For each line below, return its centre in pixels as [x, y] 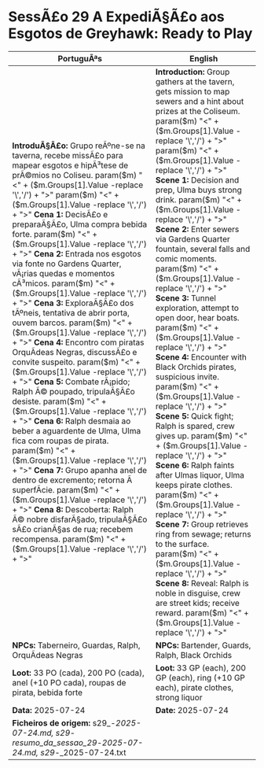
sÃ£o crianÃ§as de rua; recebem [73, 529]
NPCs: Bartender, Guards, [203, 645]
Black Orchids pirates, [196, 367]
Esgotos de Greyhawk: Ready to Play [130, 33]
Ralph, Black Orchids [194, 655]
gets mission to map [192, 91]
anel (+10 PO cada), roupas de [69, 682]
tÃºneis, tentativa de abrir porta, [71, 312]
